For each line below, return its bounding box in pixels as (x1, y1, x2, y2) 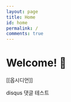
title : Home (6, 14, 35, 20)
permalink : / (6, 25, 38, 31)
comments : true (6, 31, 44, 37)
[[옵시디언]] (6, 76, 33, 84)
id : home (6, 20, 28, 26)
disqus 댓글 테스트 (6, 90, 49, 97)
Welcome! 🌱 (6, 56, 67, 70)
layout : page (6, 8, 38, 15)
